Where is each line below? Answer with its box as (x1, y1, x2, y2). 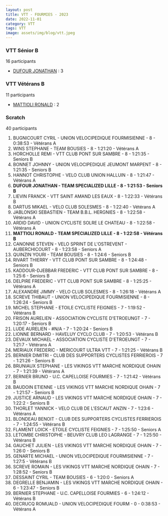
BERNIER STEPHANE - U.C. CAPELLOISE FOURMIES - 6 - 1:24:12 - (12, 490, 149, 496)
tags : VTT (5, 26, 26, 31)
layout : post (5, 7, 33, 12)
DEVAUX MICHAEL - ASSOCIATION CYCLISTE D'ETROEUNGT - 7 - (12, 336, 151, 342)
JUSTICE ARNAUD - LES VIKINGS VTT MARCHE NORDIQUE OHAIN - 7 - (12, 395, 162, 401)
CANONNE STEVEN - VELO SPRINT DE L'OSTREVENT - (12, 241, 128, 247)
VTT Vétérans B (5, 80, 45, 87)
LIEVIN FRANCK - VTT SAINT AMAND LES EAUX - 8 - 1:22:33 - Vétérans (12, 193, 163, 199)
